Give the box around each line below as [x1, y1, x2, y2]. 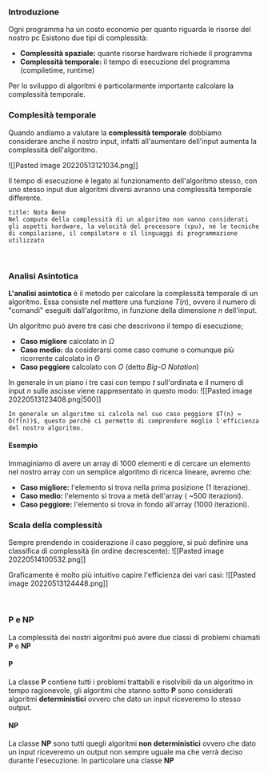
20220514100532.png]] [8, 555, 86, 564]
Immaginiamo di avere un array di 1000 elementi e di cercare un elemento [8, 459, 250, 468]
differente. [8, 193, 42, 202]
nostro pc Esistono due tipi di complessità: [8, 33, 148, 42]
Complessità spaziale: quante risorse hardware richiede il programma [19, 49, 253, 58]
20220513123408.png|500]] [8, 395, 102, 404]
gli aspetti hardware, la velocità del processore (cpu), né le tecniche [8, 222, 260, 230]
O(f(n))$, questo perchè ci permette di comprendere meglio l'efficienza [8, 417, 260, 425]
